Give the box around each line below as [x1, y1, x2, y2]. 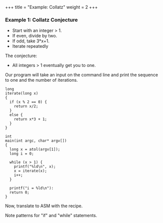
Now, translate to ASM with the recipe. [5, 203, 83, 209]
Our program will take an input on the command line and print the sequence [5, 72, 158, 78]
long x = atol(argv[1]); [9, 147, 60, 152]
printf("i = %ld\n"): [9, 186, 54, 191]
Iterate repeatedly [12, 43, 49, 49]
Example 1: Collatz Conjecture [5, 16, 78, 23]
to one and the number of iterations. [5, 77, 78, 83]
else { [9, 113, 23, 118]
